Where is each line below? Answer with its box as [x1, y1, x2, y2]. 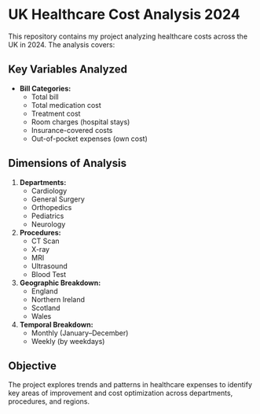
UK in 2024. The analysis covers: [8, 39, 115, 49]
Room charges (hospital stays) [31, 116, 130, 127]
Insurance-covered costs [31, 125, 113, 135]
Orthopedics [31, 202, 72, 212]
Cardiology [31, 186, 68, 195]
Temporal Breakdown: [19, 320, 93, 329]
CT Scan [31, 236, 60, 246]
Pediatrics [31, 211, 64, 220]
